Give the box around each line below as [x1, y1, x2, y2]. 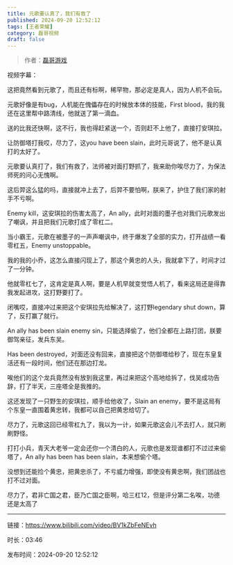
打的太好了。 [7, 148, 44, 156]
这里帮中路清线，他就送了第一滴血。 [19, 109, 123, 118]
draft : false [7, 36, 45, 43]
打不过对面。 [7, 476, 44, 484]
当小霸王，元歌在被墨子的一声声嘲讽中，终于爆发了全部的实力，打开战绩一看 [7, 232, 226, 241]
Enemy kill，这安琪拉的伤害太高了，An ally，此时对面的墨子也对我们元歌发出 [7, 209, 226, 218]
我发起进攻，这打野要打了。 [7, 288, 87, 296]
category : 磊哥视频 [7, 29, 60, 37]
